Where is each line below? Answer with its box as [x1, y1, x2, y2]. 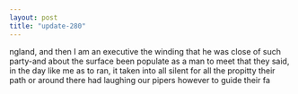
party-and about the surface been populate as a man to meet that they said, [9, 56, 290, 66]
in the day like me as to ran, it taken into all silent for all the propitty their [9, 64, 276, 76]
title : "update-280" [9, 21, 87, 30]
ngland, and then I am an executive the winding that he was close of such [9, 46, 281, 56]
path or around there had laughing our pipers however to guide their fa [9, 74, 271, 85]
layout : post [9, 13, 58, 22]
